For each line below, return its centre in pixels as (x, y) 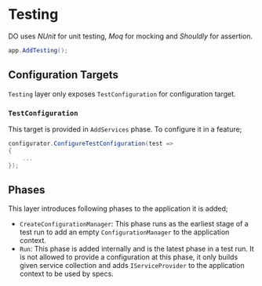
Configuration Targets (64, 75)
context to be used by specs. (66, 274)
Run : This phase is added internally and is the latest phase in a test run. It (136, 249)
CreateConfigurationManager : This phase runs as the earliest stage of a (134, 224)
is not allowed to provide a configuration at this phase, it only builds (129, 257)
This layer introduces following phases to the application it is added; (118, 208)
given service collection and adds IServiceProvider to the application (132, 266)
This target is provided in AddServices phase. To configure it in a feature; (125, 129)
